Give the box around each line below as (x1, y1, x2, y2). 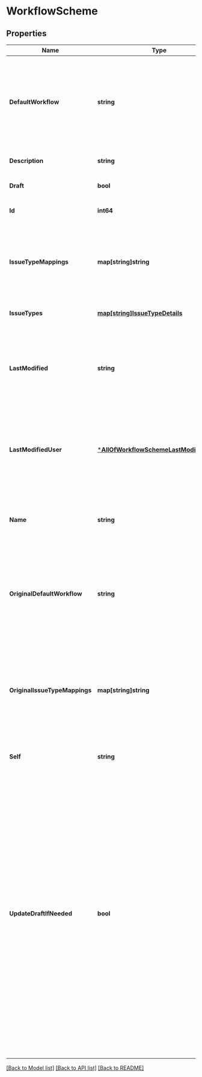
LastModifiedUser (9, 445, 62, 454)
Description (9, 157, 44, 165)
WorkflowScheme (6, 4, 98, 18)
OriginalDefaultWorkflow (9, 589, 82, 598)
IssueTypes (9, 309, 43, 317)
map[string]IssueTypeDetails (97, 309, 183, 317)
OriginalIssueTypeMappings (9, 686, 92, 694)
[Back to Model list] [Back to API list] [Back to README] (6, 1064, 144, 1072)
